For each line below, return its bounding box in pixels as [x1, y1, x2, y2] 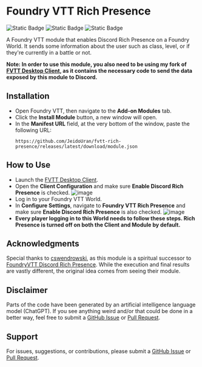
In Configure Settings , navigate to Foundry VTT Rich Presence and [15, 202, 186, 209]
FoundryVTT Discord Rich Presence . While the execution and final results [6, 261, 190, 268]
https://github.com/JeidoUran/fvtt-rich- [15, 138, 121, 144]
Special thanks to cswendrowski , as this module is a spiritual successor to [6, 254, 192, 262]
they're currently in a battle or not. [6, 48, 92, 56]
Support [6, 331, 38, 342]
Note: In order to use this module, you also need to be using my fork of [6, 61, 187, 68]
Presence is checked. [15, 189, 70, 196]
